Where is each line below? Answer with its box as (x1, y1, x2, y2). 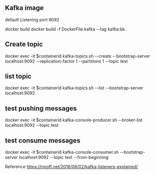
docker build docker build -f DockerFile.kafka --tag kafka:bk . (5, 26, 127, 32)
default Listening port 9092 (5, 16, 59, 22)
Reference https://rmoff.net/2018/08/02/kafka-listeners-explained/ (5, 164, 138, 170)
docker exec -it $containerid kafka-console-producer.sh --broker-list (5, 117, 143, 123)
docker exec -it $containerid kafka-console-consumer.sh (5, 149, 119, 155)
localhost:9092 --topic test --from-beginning (19, 155, 109, 160)
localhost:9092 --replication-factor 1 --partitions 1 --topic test (5, 58, 128, 64)
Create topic (5, 40, 43, 48)
